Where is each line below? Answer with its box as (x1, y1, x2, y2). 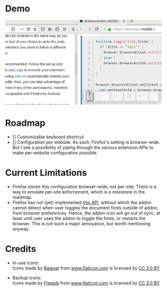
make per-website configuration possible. (12, 150, 98, 156)
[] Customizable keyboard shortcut (12, 134, 84, 140)
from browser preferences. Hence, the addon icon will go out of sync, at (12, 210, 161, 216)
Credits (5, 243, 36, 254)
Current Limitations (5, 167, 87, 178)
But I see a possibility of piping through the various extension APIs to (12, 144, 154, 150)
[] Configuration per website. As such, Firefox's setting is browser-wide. (12, 139, 161, 145)
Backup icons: (12, 275, 42, 281)
